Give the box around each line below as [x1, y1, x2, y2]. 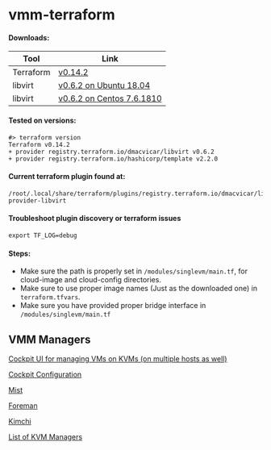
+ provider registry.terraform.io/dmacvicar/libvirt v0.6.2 [8, 148, 215, 156]
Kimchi [8, 417, 31, 427]
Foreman [8, 401, 38, 410]
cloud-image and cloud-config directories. [19, 275, 161, 285]
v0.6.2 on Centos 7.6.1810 [58, 93, 163, 104]
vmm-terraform [8, 6, 115, 24]
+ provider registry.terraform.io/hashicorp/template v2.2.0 [8, 155, 219, 163]
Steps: [8, 248, 31, 258]
